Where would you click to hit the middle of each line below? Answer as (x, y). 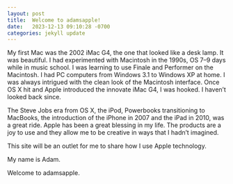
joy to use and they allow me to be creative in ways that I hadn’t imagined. (113, 133)
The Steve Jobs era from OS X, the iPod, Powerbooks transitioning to (106, 110)
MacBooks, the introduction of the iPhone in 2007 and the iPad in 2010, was (116, 118)
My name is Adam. (34, 160)
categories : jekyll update (46, 33)
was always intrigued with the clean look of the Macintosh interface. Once (113, 82)
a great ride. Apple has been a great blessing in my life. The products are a (114, 125)
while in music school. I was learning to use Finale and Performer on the (111, 67)
